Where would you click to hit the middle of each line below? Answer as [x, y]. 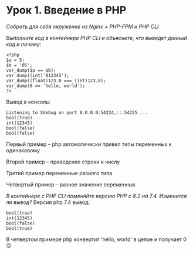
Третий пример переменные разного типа [59, 173]
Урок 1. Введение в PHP [66, 10]
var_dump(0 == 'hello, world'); [45, 86]
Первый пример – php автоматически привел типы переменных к [89, 144]
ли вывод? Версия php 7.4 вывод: [48, 202]
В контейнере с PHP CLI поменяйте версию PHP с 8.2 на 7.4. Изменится [97, 196]
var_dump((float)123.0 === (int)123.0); [56, 81]
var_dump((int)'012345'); [38, 75]
